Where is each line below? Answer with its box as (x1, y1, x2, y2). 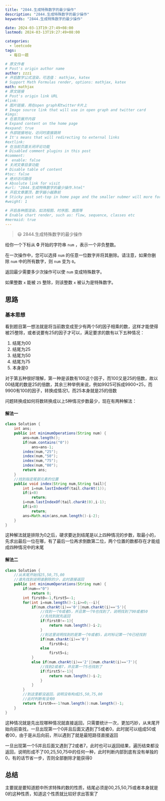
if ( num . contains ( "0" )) (23, 440, 69, 445)
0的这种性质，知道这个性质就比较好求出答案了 (5, 791, 98, 797)
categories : (5, 39, 29, 44)
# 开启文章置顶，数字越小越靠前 (5, 190, 61, 195)
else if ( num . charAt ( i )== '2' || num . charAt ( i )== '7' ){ (31, 660, 137, 665)
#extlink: (5, 139, 26, 145)
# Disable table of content (5, 167, 63, 172)
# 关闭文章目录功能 (5, 162, 39, 167)
